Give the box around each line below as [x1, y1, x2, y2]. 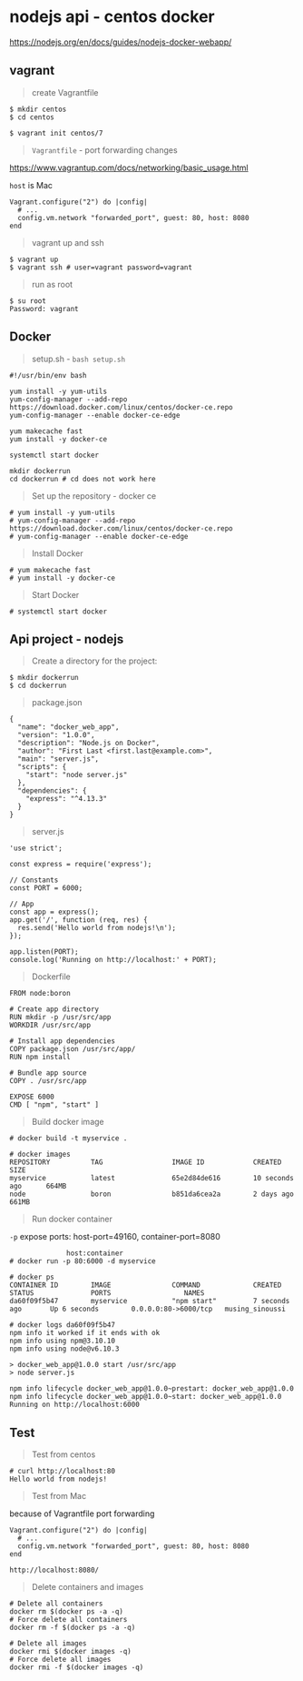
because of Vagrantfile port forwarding [9, 1508, 155, 1519]
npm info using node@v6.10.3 [9, 1344, 120, 1353]
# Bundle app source [9, 1068, 88, 1078]
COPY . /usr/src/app [9, 1077, 88, 1086]
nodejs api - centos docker [9, 6, 215, 27]
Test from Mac [31, 1491, 87, 1502]
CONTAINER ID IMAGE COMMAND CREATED [9, 1281, 282, 1290]
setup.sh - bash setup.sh [31, 353, 125, 364]
